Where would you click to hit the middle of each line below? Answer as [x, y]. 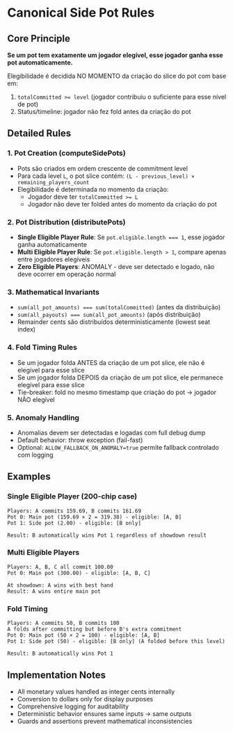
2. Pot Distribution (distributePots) [66, 222]
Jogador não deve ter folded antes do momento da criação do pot [122, 204]
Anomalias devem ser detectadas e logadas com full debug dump [111, 432]
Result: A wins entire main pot [54, 591]
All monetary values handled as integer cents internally [96, 691]
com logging [35, 455]
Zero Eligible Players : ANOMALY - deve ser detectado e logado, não [116, 266]
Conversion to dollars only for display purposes [85, 699]
